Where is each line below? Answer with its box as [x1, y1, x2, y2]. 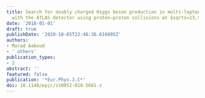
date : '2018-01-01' [6, 20, 56, 26]
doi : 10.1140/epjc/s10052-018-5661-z [6, 83, 103, 89]
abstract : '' [6, 65, 40, 72]
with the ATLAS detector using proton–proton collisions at [12, 15, 168, 21]
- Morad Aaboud [6, 43, 45, 49]
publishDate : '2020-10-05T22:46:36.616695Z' [6, 32, 121, 38]
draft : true [6, 26, 37, 32]
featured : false [6, 71, 48, 77]
